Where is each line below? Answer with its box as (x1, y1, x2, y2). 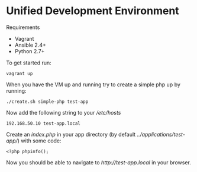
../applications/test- (137, 131, 185, 138)
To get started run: (6, 59, 51, 66)
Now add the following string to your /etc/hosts (6, 109, 121, 116)
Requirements (6, 24, 40, 31)
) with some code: (17, 137, 62, 144)
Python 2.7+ (14, 47, 45, 54)
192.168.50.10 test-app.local (6, 120, 81, 126)
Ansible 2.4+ (14, 41, 46, 48)
